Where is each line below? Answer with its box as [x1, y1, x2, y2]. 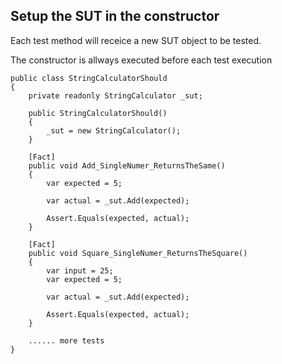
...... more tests [28, 335, 105, 346]
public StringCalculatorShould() [28, 108, 168, 118]
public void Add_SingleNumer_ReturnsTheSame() [28, 160, 226, 171]
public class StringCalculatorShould [10, 73, 168, 83]
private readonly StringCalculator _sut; [28, 90, 203, 101]
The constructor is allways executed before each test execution [10, 54, 273, 66]
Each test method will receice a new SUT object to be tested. [10, 34, 262, 46]
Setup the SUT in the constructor [10, 8, 220, 25]
